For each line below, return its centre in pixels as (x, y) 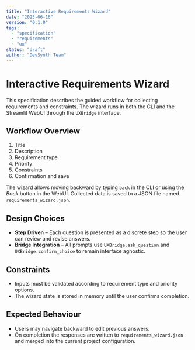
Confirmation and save (42, 176)
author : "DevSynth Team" (36, 55)
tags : (13, 28)
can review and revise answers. (53, 239)
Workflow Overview (43, 131)
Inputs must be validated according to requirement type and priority (96, 284)
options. (24, 290)
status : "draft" (26, 50)
